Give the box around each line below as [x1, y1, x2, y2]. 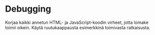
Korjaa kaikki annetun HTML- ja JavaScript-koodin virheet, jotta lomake [5, 19, 149, 25]
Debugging [5, 3, 51, 15]
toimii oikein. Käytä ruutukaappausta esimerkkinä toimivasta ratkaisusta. [5, 24, 151, 30]
